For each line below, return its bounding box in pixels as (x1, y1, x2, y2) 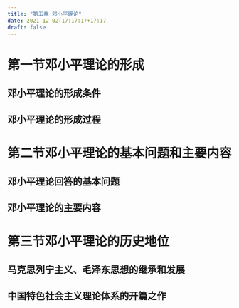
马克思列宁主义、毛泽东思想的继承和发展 (7, 263, 185, 275)
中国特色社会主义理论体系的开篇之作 (7, 290, 166, 302)
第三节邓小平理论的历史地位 (7, 233, 170, 250)
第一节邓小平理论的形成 (7, 56, 145, 73)
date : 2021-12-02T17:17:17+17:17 (7, 17, 107, 24)
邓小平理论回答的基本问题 (7, 175, 119, 188)
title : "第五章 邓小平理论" (7, 10, 82, 18)
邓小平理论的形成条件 (7, 87, 101, 99)
